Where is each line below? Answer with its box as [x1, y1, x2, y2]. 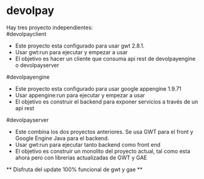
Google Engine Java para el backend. [15, 135, 110, 142]
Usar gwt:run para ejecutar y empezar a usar [15, 48, 128, 55]
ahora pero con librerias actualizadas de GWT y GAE [15, 153, 147, 161]
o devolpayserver [15, 61, 60, 69]
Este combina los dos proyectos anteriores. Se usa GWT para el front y [15, 128, 194, 135]
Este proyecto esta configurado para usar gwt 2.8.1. [15, 42, 145, 49]
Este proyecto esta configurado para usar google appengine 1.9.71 [15, 85, 181, 92]
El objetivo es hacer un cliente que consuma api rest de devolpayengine [15, 55, 196, 62]
